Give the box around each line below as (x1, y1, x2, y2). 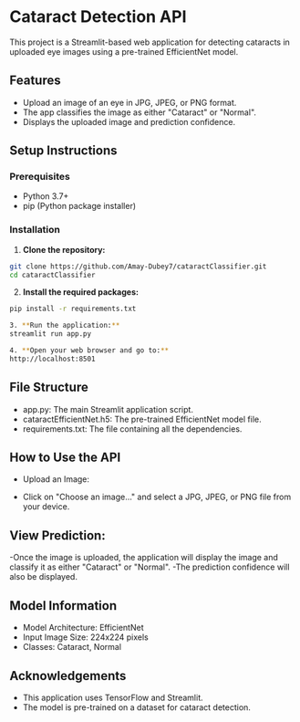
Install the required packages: (22, 287, 140, 298)
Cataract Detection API (9, 6, 187, 27)
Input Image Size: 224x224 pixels (22, 632, 149, 643)
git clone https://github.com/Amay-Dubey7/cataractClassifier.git (9, 262, 267, 271)
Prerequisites (9, 171, 70, 183)
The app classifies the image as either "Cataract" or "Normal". (22, 107, 257, 118)
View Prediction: (9, 528, 107, 543)
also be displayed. (9, 571, 78, 582)
